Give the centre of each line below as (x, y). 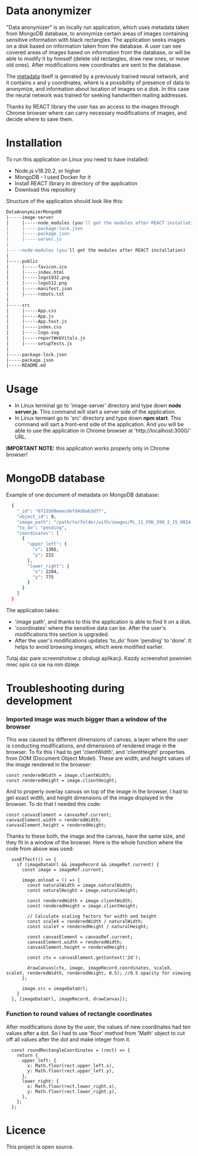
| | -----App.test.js (37, 322)
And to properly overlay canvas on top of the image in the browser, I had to (97, 792)
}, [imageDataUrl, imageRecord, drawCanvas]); (70, 999)
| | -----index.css (34, 327)
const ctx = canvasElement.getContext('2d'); (84, 958)
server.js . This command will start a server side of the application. (95, 412)
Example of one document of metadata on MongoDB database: (83, 495)
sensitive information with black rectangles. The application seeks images (96, 40)
